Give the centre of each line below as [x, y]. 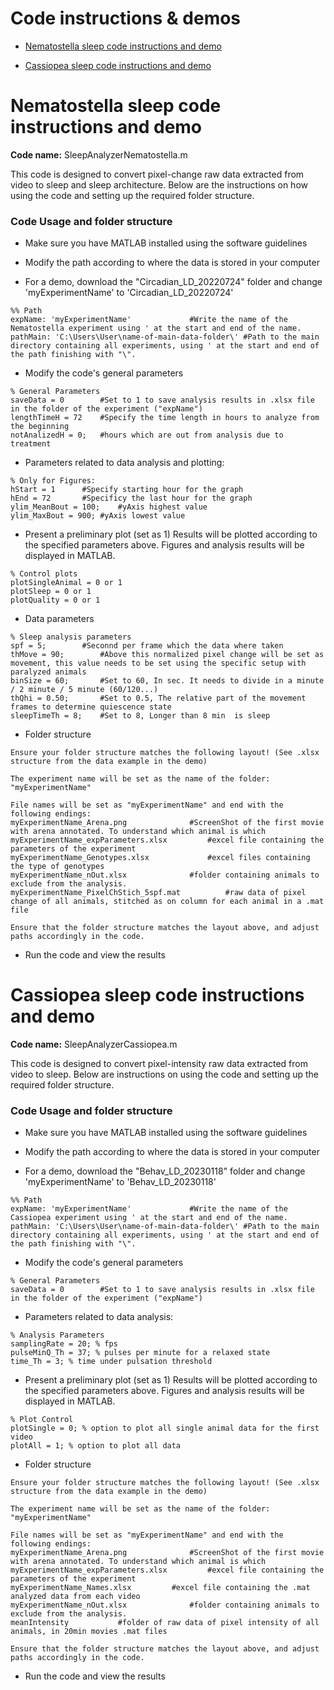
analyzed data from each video [75, 1597]
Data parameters [59, 619]
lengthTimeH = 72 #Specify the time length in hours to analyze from [165, 418]
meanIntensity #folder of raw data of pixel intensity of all [165, 1623]
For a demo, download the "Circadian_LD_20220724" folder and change [173, 282]
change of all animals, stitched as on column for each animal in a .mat [167, 902]
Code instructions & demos [126, 18]
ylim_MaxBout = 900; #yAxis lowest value [98, 516]
